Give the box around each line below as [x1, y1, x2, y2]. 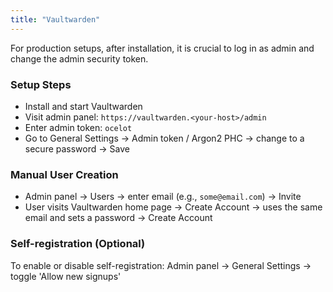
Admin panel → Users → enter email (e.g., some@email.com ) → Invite [24, 191, 302, 203]
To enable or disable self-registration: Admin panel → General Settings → [10, 259, 312, 271]
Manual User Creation [10, 167, 119, 181]
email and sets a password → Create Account [24, 212, 213, 224]
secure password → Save [24, 142, 130, 155]
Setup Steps [10, 77, 72, 91]
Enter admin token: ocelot [24, 121, 133, 133]
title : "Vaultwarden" [10, 14, 101, 25]
